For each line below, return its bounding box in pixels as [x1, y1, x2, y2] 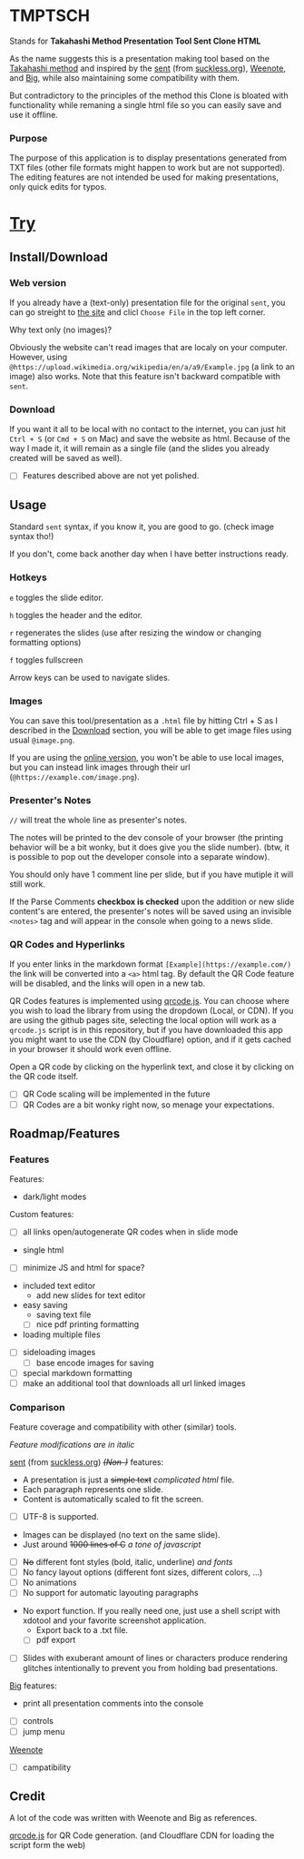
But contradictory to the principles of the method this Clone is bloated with [9, 90, 289, 101]
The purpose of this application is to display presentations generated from [9, 152, 288, 163]
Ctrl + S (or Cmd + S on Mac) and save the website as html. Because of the [9, 433, 290, 445]
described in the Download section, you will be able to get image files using [9, 724, 292, 735]
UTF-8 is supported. [22, 1511, 100, 1522]
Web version [9, 276, 66, 289]
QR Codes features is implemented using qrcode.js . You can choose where [9, 996, 290, 1007]
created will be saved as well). [9, 453, 123, 464]
